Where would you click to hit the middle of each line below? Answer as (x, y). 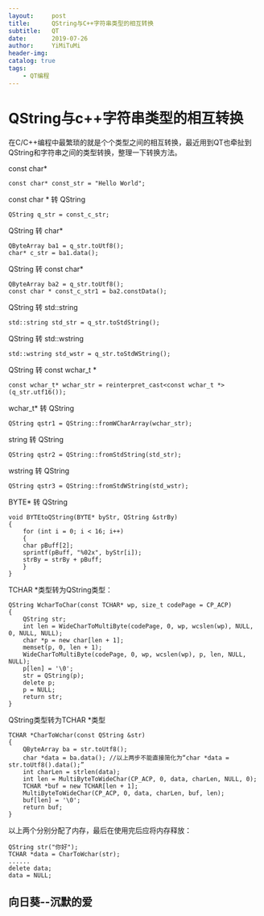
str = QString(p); (54, 675)
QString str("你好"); (43, 847)
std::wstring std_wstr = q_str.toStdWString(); (90, 353)
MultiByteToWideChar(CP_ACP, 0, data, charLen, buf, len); (124, 793)
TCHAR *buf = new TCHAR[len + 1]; (80, 786)
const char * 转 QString (47, 199)
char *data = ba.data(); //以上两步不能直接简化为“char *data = (126, 758)
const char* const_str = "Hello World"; (77, 183)
